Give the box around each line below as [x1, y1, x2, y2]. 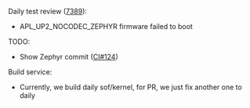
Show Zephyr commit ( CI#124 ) [19, 52, 119, 61]
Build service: [8, 67, 53, 77]
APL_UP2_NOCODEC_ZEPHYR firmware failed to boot [19, 22, 194, 31]
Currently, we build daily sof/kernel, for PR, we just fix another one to [19, 82, 243, 92]
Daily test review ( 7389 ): [8, 7, 88, 16]
